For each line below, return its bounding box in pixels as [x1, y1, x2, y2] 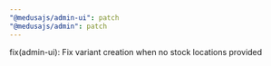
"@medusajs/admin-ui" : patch [9, 13, 120, 23]
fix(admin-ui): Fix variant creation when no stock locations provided [9, 46, 263, 57]
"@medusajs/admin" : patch [9, 22, 107, 31]
